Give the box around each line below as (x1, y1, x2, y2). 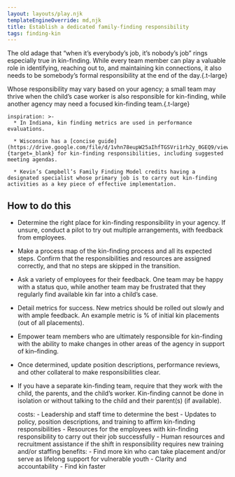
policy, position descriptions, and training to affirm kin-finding (17, 417, 196, 426)
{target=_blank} (7, 150, 55, 158)
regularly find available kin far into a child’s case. (17, 290, 158, 298)
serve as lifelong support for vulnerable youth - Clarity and (17, 455, 187, 463)
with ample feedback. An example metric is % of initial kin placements (17, 311, 220, 319)
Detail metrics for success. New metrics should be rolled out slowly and (17, 304, 225, 312)
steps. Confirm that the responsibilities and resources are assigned (17, 254, 211, 263)
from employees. (17, 233, 66, 242)
